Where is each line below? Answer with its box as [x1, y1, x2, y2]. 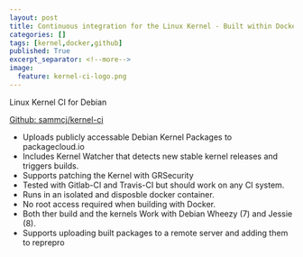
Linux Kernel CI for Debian [9, 96, 107, 107]
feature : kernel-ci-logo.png [17, 72, 127, 81]
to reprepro [22, 236, 65, 248]
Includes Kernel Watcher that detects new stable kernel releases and [22, 151, 278, 161]
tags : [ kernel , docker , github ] [9, 38, 124, 48]
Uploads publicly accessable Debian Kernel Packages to [22, 132, 233, 142]
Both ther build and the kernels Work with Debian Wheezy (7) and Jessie [22, 208, 293, 219]
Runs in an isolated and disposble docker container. [22, 188, 215, 199]
